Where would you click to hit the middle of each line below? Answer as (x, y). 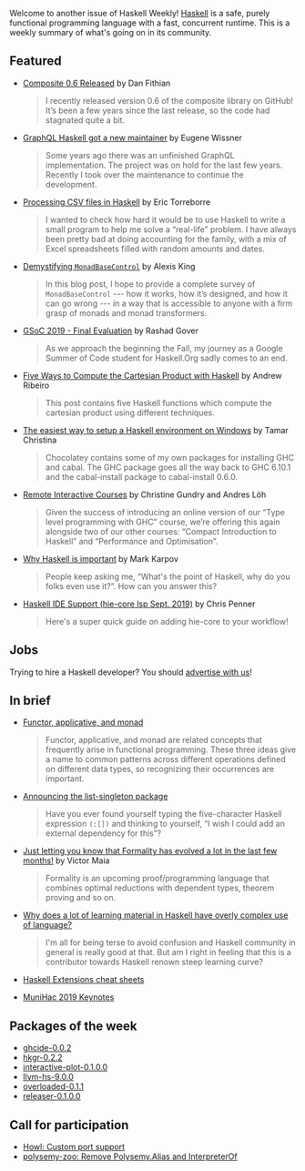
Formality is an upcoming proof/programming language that (158, 879)
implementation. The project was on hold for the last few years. (164, 165)
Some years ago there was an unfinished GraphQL (140, 155)
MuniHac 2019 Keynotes (68, 997)
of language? (47, 925)
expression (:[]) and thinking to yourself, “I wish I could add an (165, 824)
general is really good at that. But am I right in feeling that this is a (168, 952)
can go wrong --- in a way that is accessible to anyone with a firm (169, 303)
